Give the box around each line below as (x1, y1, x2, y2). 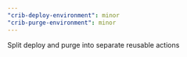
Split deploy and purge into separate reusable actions (7, 40, 180, 49)
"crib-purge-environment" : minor (7, 19, 117, 27)
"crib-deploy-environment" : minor (7, 11, 120, 20)
